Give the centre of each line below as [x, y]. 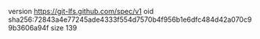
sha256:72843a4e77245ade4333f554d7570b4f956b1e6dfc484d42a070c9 [130, 19]
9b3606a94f [29, 28]
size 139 [64, 28]
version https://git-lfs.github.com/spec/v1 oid [81, 11]
